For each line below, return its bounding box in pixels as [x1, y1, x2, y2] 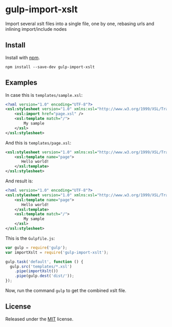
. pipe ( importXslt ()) [14, 269, 58, 274]
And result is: [5, 178, 33, 184]
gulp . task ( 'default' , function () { [5, 259, 83, 264]
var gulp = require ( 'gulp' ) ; [5, 245, 68, 250]
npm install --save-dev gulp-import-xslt [5, 64, 95, 70]
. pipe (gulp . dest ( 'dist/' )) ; [14, 273, 74, 279]
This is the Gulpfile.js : [5, 235, 55, 241]
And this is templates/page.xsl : [5, 139, 72, 146]
